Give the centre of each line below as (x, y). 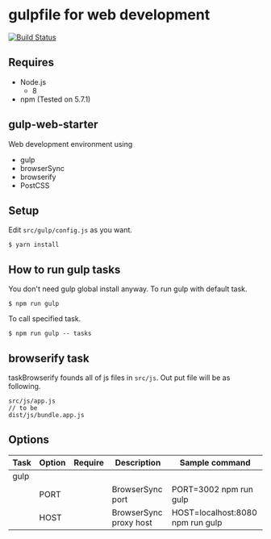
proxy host (132, 522)
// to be (23, 408)
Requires (31, 63)
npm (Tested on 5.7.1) (55, 99)
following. (25, 386)
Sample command (215, 462)
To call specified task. (45, 319)
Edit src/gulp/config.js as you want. (71, 230)
